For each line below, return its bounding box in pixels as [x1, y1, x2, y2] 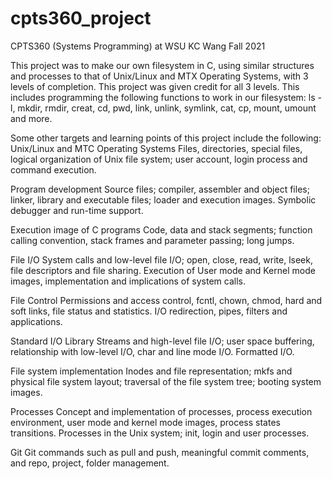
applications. [10, 315, 63, 327]
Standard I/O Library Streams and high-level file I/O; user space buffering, [10, 335, 315, 347]
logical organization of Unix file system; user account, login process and [10, 153, 308, 165]
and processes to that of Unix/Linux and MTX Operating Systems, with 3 [10, 70, 309, 82]
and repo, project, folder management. [10, 457, 170, 469]
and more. [10, 112, 53, 124]
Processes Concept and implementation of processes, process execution [10, 405, 313, 417]
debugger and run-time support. [10, 204, 144, 216]
